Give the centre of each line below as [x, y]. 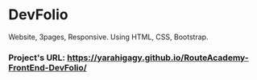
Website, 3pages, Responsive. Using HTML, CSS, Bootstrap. [108, 37]
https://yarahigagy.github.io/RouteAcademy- [158, 58]
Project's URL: [37, 58]
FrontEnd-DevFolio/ [48, 67]
